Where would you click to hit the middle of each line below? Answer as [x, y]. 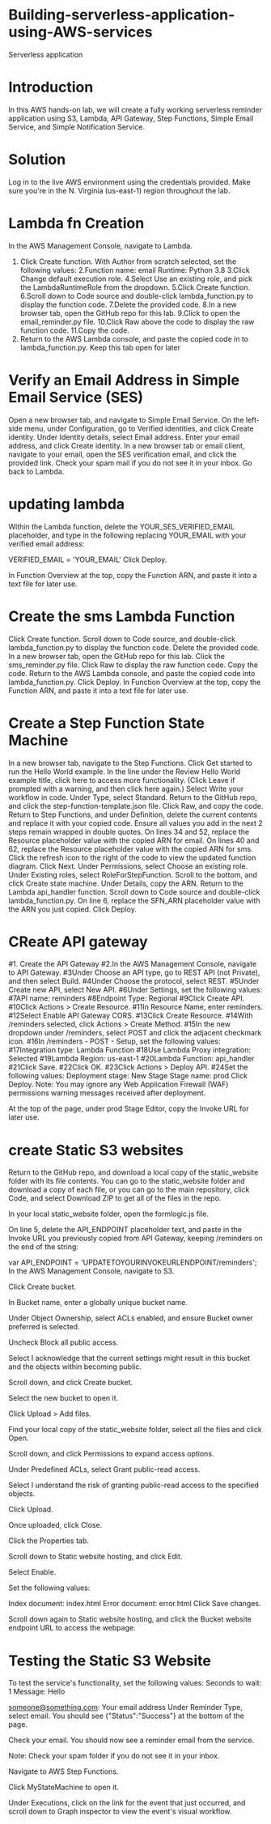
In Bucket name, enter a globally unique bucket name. [98, 1303]
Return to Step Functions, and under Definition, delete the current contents [133, 814]
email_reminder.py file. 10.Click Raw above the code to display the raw [137, 321]
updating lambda [67, 504]
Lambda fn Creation [76, 223]
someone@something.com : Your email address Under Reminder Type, [126, 1707]
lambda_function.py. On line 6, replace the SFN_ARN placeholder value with [134, 900]
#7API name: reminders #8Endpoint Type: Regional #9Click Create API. [127, 998]
